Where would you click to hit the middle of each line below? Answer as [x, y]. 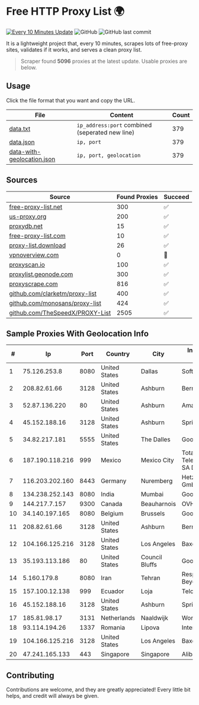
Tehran [151, 578]
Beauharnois [158, 504]
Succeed [176, 197]
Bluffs [149, 565]
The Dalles [155, 440]
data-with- [25, 152]
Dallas [149, 371]
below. [29, 67]
